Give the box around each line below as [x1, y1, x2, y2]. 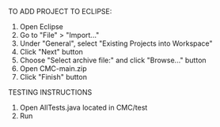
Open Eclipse [19, 22, 63, 31]
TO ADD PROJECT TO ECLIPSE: [8, 7, 112, 16]
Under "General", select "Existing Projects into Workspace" [19, 39, 213, 48]
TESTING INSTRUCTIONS [8, 88, 93, 97]
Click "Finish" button [19, 73, 87, 81]
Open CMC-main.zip [19, 64, 87, 73]
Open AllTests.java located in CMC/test [19, 103, 148, 112]
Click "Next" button [19, 47, 83, 56]
